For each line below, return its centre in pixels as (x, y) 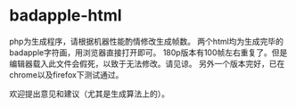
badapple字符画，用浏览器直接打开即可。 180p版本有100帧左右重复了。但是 (148, 52)
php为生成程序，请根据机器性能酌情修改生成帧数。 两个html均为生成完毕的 (146, 41)
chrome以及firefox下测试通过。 (66, 74)
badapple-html (66, 16)
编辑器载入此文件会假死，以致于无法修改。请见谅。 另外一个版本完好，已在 (147, 63)
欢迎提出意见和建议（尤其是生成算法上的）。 (89, 94)
